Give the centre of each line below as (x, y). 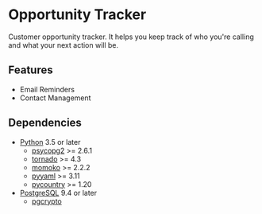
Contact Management (55, 98)
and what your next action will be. (64, 45)
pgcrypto (46, 201)
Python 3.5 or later (50, 142)
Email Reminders (47, 89)
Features (31, 70)
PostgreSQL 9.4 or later (58, 193)
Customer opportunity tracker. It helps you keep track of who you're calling (131, 37)
